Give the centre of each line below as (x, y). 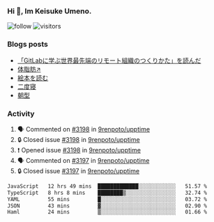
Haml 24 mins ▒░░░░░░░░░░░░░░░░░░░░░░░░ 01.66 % (107, 212)
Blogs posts (28, 45)
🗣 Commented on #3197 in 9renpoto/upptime (83, 160)
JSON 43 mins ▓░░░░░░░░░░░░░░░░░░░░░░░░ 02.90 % (107, 206)
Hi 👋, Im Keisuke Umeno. (49, 11)
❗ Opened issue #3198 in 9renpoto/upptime (79, 150)
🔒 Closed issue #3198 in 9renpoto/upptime (79, 139)
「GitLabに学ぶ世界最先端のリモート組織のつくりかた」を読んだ (109, 60)
